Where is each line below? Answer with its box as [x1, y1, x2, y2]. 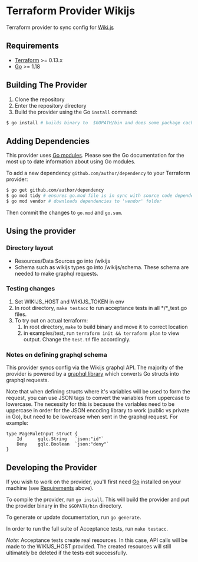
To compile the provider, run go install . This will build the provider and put [6, 496, 190, 503]
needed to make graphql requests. [14, 270, 98, 277]
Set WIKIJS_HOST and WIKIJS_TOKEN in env [14, 298, 125, 305]
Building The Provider [6, 80, 87, 90]
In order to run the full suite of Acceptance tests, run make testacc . [6, 525, 168, 532]
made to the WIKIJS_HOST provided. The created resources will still [6, 542, 171, 550]
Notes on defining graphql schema [6, 350, 107, 358]
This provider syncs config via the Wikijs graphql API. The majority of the [6, 364, 184, 371]
